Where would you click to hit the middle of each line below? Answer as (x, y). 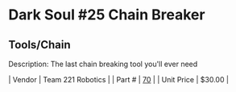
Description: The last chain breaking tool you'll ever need (103, 64)
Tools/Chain (39, 45)
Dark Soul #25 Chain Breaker (107, 15)
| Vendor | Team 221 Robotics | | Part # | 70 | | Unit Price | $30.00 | (119, 79)
